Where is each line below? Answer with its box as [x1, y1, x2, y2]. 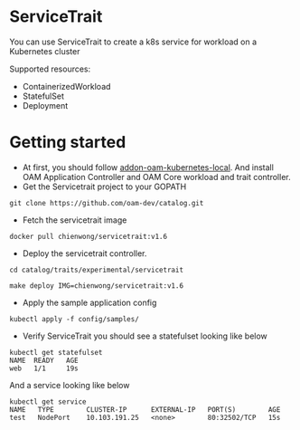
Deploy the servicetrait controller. [22, 247, 147, 259]
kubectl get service [9, 397, 88, 406]
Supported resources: [9, 63, 91, 74]
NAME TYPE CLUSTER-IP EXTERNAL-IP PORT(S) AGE [9, 405, 281, 414]
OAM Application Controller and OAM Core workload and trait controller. [22, 171, 291, 182]
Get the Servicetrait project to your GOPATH [22, 181, 187, 192]
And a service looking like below [9, 379, 130, 390]
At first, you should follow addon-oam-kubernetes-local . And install [22, 161, 274, 173]
